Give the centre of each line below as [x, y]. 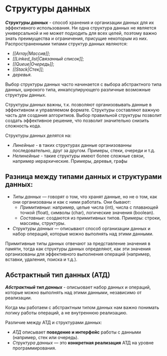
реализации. [18, 298]
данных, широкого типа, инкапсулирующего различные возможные [78, 89]
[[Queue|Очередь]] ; [33, 64]
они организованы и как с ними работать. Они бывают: [72, 202]
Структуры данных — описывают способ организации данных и [81, 228]
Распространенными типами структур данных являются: [66, 43]
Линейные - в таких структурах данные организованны [72, 145]
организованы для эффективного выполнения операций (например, [78, 254]
